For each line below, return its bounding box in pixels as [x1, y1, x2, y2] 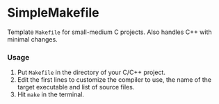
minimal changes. [7, 35, 58, 43]
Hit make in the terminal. [17, 90, 85, 98]
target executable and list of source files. [17, 83, 135, 92]
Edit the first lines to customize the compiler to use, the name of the [17, 76, 212, 84]
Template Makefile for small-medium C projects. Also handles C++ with [7, 28, 212, 36]
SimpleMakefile [7, 5, 99, 21]
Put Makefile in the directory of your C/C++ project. [17, 68, 165, 77]
